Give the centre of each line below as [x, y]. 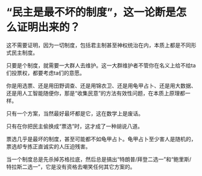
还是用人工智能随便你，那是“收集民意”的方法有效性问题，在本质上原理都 [96, 93]
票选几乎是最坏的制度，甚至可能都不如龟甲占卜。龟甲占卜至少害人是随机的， [101, 139]
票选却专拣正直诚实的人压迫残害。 [49, 146]
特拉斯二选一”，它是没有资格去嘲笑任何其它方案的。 [71, 166]
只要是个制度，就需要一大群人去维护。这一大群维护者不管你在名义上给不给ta [101, 65]
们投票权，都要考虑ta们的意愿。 [46, 73]
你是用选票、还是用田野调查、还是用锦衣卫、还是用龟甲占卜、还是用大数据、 [101, 85]
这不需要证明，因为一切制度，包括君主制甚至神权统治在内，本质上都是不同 [99, 45]
